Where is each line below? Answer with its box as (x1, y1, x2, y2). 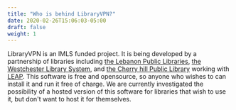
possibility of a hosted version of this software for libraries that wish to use (7, 87, 226, 96)
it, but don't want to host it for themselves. (7, 95, 132, 104)
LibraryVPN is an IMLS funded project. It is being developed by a (7, 50, 197, 58)
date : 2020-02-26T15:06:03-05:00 (7, 17, 107, 24)
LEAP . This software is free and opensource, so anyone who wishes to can (7, 72, 226, 81)
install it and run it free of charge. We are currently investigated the (7, 79, 204, 89)
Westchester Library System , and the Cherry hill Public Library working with (7, 65, 230, 73)
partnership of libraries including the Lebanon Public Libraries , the (7, 57, 201, 66)
